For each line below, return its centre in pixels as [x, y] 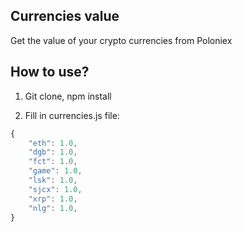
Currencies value [65, 16]
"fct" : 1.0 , [53, 162]
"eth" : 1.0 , [53, 143]
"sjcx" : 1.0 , [55, 189]
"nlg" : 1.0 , [53, 208]
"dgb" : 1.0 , [53, 152]
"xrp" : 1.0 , [53, 199]
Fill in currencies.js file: [72, 115]
